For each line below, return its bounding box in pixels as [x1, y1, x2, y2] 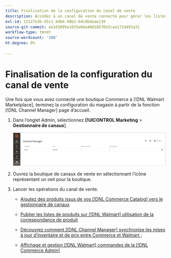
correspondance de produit [20, 217, 78, 223]
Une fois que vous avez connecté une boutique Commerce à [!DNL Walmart [5, 96, 164, 102]
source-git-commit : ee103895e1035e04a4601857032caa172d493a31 [5, 24, 140, 30]
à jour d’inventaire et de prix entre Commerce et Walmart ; [20, 232, 142, 238]
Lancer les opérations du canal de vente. [12, 186, 98, 192]
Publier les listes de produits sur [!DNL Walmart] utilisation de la [20, 211, 154, 217]
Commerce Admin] [20, 247, 60, 253]
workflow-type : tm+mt [5, 30, 51, 35]
